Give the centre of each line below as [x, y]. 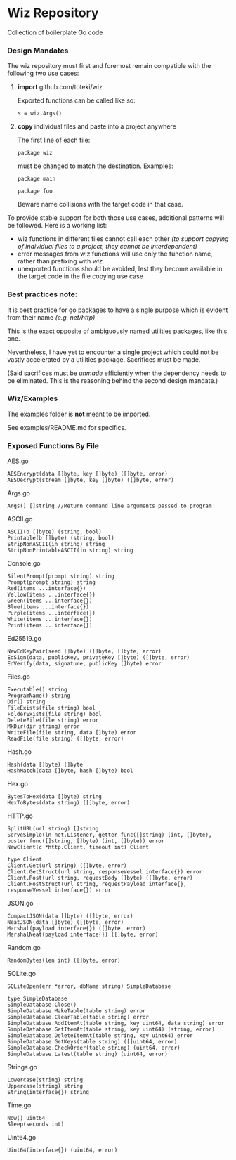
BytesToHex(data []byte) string [54, 797]
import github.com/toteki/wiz [60, 87]
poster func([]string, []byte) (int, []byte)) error [86, 841]
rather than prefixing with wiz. [61, 261]
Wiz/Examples [33, 398]
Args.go [19, 493]
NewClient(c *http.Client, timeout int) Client [78, 847]
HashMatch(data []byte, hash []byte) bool [70, 771]
